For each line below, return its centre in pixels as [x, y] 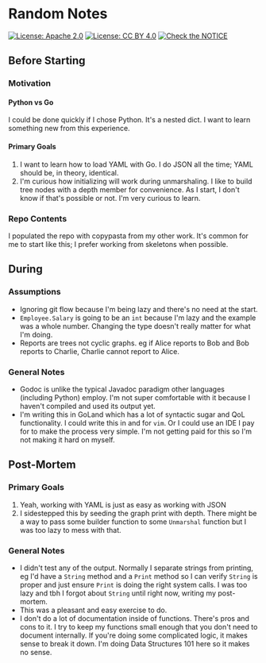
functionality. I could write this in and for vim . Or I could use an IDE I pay [137, 422]
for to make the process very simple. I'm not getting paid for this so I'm [136, 431]
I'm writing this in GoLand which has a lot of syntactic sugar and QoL [132, 414]
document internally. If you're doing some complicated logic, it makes [133, 635]
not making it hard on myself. [67, 439]
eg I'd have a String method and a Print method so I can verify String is [139, 576]
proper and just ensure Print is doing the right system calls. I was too [133, 584]
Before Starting [47, 61]
